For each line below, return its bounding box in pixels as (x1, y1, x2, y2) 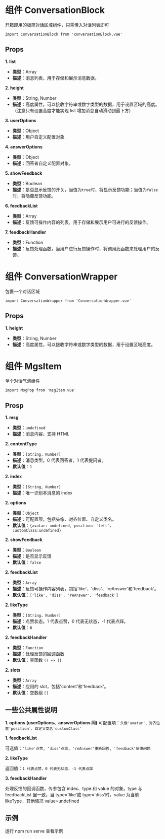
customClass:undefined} (12, 528, 62, 533)
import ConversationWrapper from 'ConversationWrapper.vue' (5, 298, 132, 303)
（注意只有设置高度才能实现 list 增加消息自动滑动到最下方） (12, 107, 133, 113)
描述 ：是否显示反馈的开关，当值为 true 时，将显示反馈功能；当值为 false (12, 187, 158, 193)
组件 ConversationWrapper (5, 271, 118, 282)
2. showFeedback (5, 537, 42, 543)
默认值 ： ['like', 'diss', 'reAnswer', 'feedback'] (12, 592, 119, 598)
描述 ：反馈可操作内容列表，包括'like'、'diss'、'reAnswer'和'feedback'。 (12, 586, 159, 592)
